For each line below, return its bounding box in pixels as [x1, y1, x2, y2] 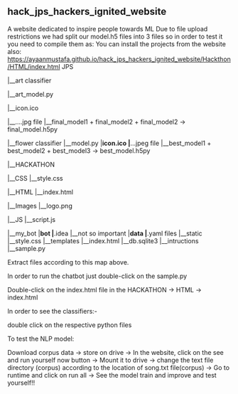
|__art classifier [7, 76, 52, 85]
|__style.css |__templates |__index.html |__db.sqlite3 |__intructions [7, 236, 199, 245]
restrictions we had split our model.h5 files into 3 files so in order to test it [7, 32, 223, 41]
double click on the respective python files [7, 320, 132, 329]
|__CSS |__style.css [7, 174, 63, 182]
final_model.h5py [7, 124, 58, 134]
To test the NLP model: [7, 334, 75, 343]
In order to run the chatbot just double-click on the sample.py [7, 272, 188, 280]
